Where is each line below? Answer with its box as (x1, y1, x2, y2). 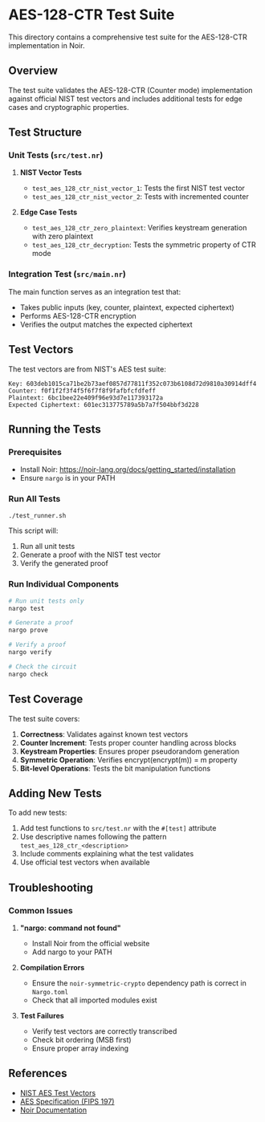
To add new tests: (8, 808, 67, 818)
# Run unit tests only (8, 596, 84, 605)
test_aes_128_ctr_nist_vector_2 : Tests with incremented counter (31, 192, 249, 201)
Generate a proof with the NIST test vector (19, 550, 161, 559)
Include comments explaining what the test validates (19, 849, 194, 859)
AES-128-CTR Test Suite (8, 6, 175, 24)
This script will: (8, 526, 59, 535)
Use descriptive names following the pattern (19, 832, 167, 842)
